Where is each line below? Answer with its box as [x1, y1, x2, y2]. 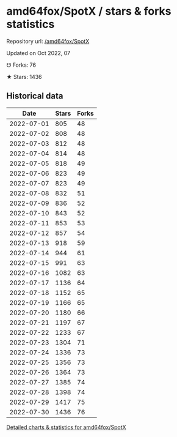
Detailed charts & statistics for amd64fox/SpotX [6, 424, 126, 431]
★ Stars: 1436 [6, 73, 42, 80]
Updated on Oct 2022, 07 [6, 49, 71, 56]
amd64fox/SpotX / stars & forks [6, 4, 172, 18]
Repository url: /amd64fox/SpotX [6, 37, 90, 45]
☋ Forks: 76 [6, 61, 37, 69]
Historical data [6, 91, 63, 102]
